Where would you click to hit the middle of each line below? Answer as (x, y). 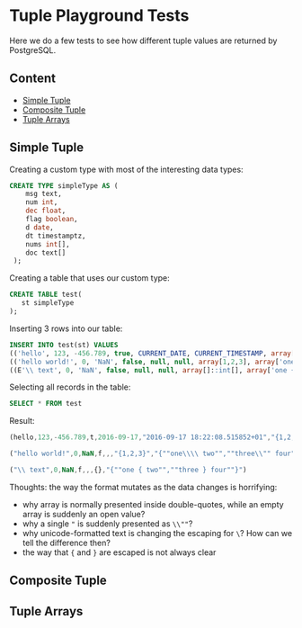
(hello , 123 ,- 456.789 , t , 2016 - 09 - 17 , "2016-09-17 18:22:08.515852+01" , (140, 437)
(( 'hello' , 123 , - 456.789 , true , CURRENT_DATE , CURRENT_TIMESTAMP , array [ (152, 353)
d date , (40, 227)
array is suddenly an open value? (84, 514)
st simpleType (48, 303)
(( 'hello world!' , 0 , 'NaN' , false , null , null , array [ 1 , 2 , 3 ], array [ (144, 362)
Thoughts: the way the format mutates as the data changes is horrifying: (143, 487)
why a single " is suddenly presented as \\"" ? (107, 524)
